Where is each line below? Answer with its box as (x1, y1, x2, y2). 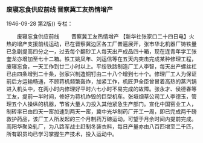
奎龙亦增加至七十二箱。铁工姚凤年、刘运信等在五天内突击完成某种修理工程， (6, 55, 197, 62)
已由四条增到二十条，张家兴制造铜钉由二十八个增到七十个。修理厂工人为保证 (6, 70, 197, 78)
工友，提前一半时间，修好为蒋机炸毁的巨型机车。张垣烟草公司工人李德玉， (6, 93, 192, 100)
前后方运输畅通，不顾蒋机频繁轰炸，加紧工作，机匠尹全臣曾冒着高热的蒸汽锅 (6, 78, 197, 85)
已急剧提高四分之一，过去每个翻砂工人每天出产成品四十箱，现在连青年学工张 (6, 48, 197, 55)
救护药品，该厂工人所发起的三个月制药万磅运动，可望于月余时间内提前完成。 (6, 115, 197, 123)
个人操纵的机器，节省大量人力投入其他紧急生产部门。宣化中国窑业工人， (16, 100, 197, 108)
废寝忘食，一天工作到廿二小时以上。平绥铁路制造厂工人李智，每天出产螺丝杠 (6, 63, 197, 70)
